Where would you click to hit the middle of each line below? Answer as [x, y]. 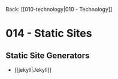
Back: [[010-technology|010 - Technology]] [59, 9]
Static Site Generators [48, 55]
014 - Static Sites [49, 34]
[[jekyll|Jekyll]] [33, 70]
